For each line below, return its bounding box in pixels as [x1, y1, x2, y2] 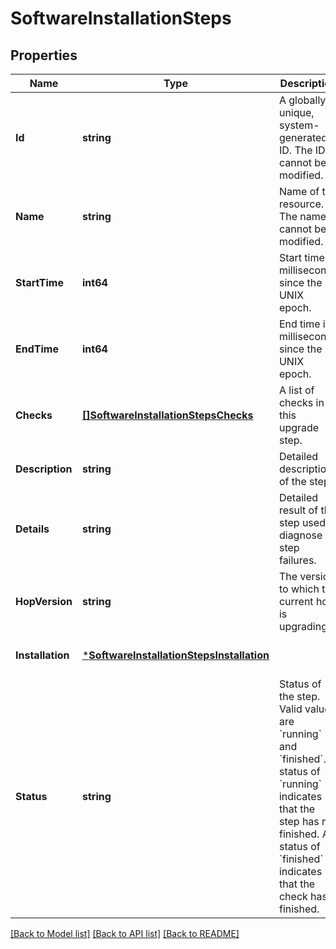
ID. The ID [278, 143, 326, 157]
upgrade [278, 421, 320, 434]
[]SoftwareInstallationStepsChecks [81, 408, 254, 422]
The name [278, 210, 327, 223]
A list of [278, 383, 315, 397]
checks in [278, 396, 325, 409]
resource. [278, 197, 325, 211]
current [278, 595, 314, 608]
